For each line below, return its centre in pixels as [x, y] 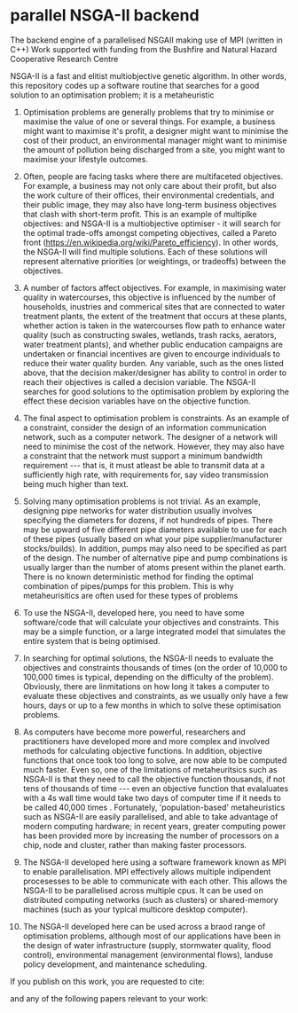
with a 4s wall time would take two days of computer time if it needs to [152, 797]
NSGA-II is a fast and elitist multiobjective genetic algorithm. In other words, [149, 75]
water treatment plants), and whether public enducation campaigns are [153, 344]
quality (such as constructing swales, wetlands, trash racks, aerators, [150, 334]
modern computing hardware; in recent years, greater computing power [154, 826]
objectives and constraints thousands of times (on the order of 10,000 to [155, 667]
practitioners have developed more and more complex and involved [146, 741]
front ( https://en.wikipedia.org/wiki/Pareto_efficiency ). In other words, [150, 242]
